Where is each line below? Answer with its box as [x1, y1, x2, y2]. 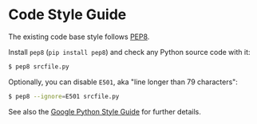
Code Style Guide [8, 6, 127, 24]
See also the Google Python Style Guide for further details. [8, 107, 202, 116]
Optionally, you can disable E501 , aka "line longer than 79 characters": [8, 77, 238, 87]
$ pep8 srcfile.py [8, 62, 69, 71]
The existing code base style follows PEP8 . [8, 32, 150, 41]
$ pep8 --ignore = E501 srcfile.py [8, 92, 120, 100]
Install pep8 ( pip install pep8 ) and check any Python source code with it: [8, 47, 251, 56]
